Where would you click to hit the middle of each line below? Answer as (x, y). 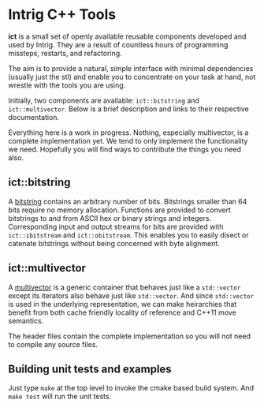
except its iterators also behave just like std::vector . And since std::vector (131, 295)
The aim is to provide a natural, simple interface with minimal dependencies (131, 68)
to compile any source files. (53, 344)
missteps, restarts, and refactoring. (65, 53)
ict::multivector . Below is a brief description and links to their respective (129, 109)
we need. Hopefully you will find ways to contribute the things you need (125, 149)
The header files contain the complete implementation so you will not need (129, 336)
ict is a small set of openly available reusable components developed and (127, 36)
